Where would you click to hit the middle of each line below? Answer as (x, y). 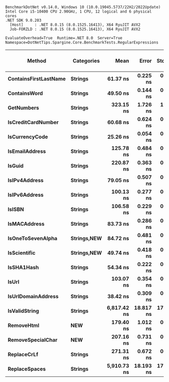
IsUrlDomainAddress (33, 296)
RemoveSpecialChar (33, 340)
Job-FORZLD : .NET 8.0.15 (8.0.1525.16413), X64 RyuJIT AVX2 (75, 29)
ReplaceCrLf (23, 354)
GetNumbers (23, 108)
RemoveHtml (23, 325)
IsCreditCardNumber (33, 122)
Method (37, 61)
